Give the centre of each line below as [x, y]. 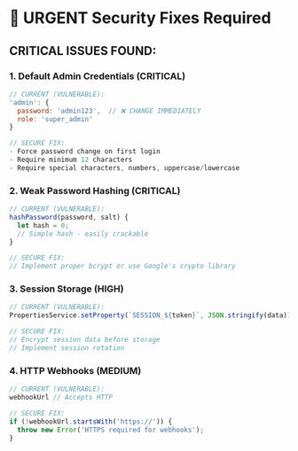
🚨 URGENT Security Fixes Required [141, 18]
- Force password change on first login [85, 152]
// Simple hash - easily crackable [83, 234]
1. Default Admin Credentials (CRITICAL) [98, 76]
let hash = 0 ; [43, 225]
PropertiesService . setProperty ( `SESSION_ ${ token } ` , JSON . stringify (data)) [150, 315]
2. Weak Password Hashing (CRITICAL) [95, 191]
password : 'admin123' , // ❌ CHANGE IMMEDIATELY [109, 111]
